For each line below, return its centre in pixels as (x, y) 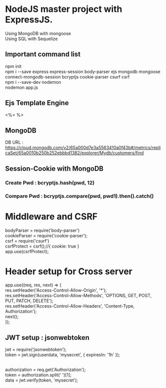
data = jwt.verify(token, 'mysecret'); (41, 380)
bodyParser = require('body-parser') (42, 230)
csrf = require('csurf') (27, 241)
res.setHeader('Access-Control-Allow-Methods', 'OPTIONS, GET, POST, (78, 296)
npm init (13, 66)
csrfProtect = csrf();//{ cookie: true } (42, 246)
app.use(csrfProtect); (27, 251)
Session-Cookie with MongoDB (54, 168)
